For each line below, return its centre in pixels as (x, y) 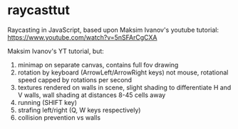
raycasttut (38, 10)
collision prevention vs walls (59, 117)
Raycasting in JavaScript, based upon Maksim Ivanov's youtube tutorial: (113, 30)
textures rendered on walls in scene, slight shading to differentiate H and (124, 87)
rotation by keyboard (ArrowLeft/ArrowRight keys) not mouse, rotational (123, 72)
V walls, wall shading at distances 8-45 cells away (92, 95)
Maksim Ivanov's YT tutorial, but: (56, 51)
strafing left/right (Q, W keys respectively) (79, 110)
